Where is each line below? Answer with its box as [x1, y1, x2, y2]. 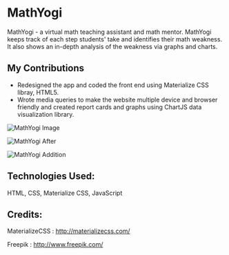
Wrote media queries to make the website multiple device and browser [17, 95, 218, 104]
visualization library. [17, 110, 74, 118]
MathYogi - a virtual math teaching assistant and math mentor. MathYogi [7, 28, 212, 36]
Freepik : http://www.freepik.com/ [7, 240, 103, 249]
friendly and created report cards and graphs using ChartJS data [17, 102, 202, 111]
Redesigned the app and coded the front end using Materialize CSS [17, 81, 209, 89]
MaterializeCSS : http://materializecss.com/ [7, 227, 130, 236]
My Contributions [7, 62, 85, 74]
